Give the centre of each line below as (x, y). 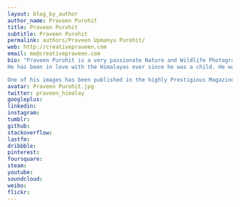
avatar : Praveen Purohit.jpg (51, 86)
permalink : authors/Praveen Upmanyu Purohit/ (76, 41)
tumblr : (19, 120)
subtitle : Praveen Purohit (47, 34)
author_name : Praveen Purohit (52, 21)
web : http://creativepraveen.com (57, 47)
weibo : (17, 186)
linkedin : (22, 106)
